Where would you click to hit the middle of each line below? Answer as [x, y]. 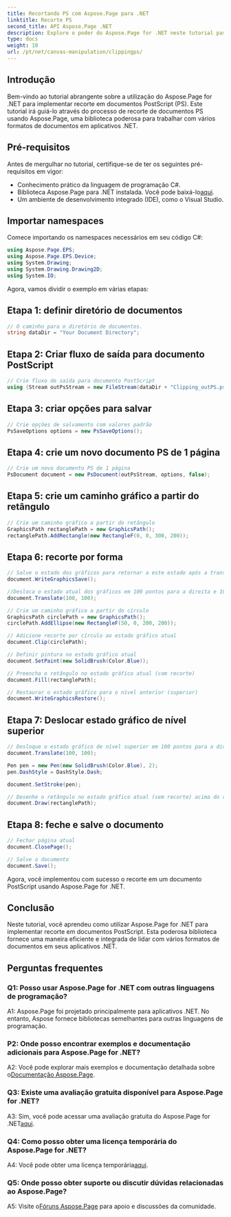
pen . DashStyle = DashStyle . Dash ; [55, 772]
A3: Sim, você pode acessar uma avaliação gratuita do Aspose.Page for [109, 1116]
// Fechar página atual [41, 841]
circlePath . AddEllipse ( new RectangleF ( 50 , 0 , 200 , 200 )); [92, 623]
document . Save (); [32, 866]
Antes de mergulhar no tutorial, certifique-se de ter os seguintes [98, 164]
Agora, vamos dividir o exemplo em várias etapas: [78, 289]
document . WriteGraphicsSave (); [52, 579]
